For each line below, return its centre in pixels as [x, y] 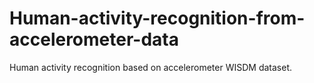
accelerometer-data [94, 39]
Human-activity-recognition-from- [157, 18]
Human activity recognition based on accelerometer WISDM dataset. [150, 67]
